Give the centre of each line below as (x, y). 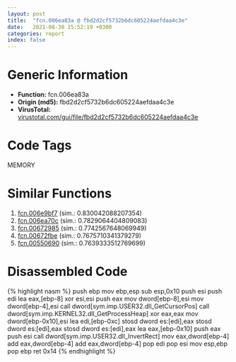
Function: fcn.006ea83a (53, 95)
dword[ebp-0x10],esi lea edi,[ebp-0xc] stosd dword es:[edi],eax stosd (110, 321)
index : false (26, 40)
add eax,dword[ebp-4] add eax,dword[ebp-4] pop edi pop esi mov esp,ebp (118, 344)
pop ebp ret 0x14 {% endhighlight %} (61, 351)
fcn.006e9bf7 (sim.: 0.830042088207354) (80, 213)
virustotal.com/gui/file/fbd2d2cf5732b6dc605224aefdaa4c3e (108, 117)
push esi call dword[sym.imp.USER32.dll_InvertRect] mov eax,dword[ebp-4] (118, 336)
